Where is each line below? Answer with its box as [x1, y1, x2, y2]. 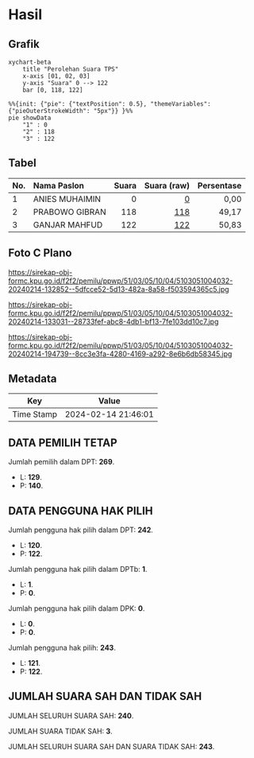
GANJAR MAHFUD [33, 219, 103, 230]
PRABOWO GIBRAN [33, 206, 106, 217]
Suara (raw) [144, 180, 190, 191]
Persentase [197, 180, 242, 191]
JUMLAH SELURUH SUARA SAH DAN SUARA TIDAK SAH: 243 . [8, 741, 215, 751]
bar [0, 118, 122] [22, 86, 83, 94]
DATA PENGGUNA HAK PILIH [8, 503, 153, 518]
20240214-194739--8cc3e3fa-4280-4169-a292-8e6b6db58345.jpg [8, 348, 233, 359]
